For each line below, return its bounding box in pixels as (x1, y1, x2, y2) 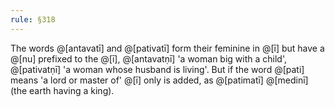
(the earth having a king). (10, 84, 115, 96)
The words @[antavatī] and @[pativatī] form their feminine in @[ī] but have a (10, 42, 325, 54)
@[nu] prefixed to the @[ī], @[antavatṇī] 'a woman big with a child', (10, 52, 287, 65)
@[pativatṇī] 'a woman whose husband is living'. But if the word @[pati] (10, 63, 305, 75)
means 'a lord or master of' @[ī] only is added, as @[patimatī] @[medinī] (10, 74, 309, 86)
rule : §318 (10, 14, 56, 25)
